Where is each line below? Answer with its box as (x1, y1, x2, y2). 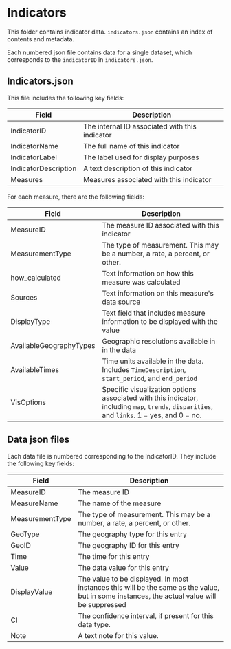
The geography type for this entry (78, 529, 188, 539)
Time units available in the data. (102, 356, 204, 366)
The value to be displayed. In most (78, 574, 189, 584)
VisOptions (10, 397, 46, 407)
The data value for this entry (78, 562, 170, 572)
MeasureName (10, 498, 58, 508)
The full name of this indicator (83, 141, 180, 151)
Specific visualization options (102, 384, 197, 394)
